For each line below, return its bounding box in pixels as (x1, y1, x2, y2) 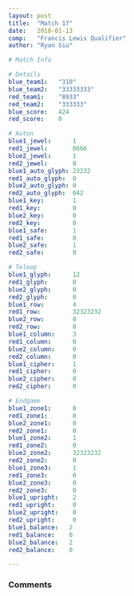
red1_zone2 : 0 (8, 441, 77, 449)
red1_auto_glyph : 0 (8, 174, 77, 183)
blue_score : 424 (8, 107, 69, 116)
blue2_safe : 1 (8, 241, 77, 249)
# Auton (8, 130, 34, 138)
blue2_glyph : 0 (8, 285, 77, 293)
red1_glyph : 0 (8, 278, 77, 286)
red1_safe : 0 (8, 234, 77, 242)
